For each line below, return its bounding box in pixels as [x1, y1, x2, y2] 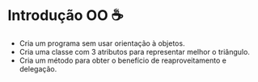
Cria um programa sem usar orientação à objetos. [19, 38, 185, 48]
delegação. [19, 64, 57, 73]
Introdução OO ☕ [7, 6, 124, 25]
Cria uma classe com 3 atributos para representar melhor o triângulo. [19, 47, 250, 56]
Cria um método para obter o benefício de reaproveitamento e [19, 55, 227, 65]
